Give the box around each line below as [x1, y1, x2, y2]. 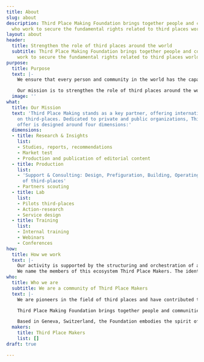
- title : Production [12, 161, 64, 167]
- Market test [17, 149, 53, 155]
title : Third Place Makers [17, 330, 86, 336]
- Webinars [17, 234, 45, 241]
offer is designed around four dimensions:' [17, 121, 132, 128]
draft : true [6, 341, 36, 347]
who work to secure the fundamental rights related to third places [12, 26, 189, 32]
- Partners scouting [17, 183, 69, 190]
